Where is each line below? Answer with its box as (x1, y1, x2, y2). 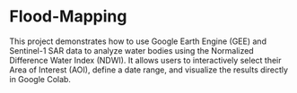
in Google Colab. (9, 73, 72, 84)
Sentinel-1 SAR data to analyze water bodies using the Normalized (9, 45, 254, 55)
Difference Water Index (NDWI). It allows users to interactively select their (9, 55, 282, 65)
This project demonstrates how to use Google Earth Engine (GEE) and (9, 36, 267, 46)
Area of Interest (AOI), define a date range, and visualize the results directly (9, 64, 289, 75)
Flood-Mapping (9, 6, 127, 27)
